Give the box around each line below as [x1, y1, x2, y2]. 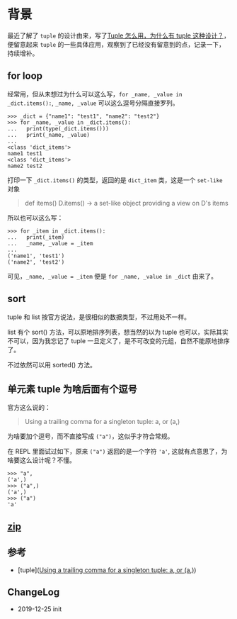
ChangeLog [7, 586, 60, 598]
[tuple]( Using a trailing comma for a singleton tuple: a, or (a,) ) [17, 565, 197, 574]
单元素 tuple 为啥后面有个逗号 [7, 383, 138, 395]
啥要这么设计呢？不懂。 [7, 456, 76, 464]
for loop [7, 70, 42, 82]
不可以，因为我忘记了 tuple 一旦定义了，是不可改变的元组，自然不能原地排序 [7, 336, 230, 345]
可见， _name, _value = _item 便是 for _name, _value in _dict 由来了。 [7, 272, 218, 280]
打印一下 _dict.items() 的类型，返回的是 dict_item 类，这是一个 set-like [7, 175, 223, 184]
